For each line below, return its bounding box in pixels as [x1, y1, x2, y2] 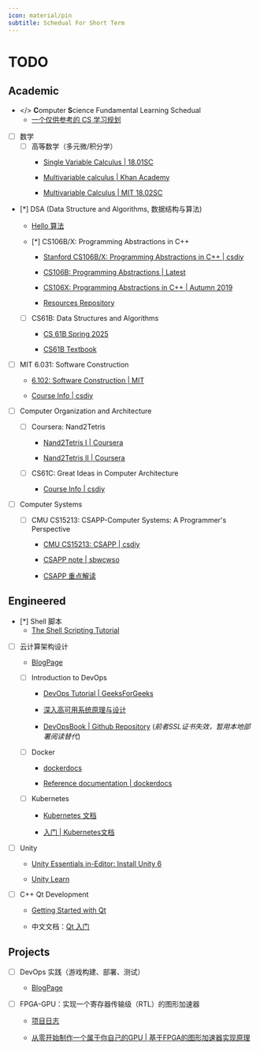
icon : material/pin [8, 11, 72, 20]
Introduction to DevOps [31, 672, 108, 682]
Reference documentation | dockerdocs [43, 779, 173, 788]
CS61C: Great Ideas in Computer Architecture [31, 468, 179, 478]
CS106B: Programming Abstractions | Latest [43, 267, 186, 277]
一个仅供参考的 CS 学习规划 [31, 115, 121, 124]
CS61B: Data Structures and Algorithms [31, 313, 159, 322]
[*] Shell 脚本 [19, 616, 63, 626]
